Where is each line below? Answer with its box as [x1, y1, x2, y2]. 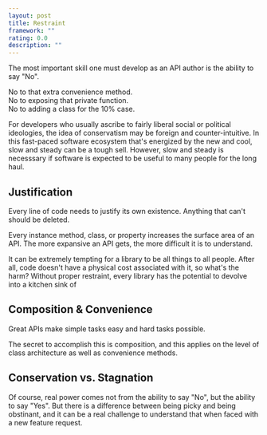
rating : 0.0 [8, 34, 48, 42]
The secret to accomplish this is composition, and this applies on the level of [8, 339, 260, 349]
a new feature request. [8, 417, 83, 427]
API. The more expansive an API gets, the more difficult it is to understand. [8, 239, 253, 248]
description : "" [8, 42, 62, 49]
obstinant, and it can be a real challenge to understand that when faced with [8, 409, 259, 419]
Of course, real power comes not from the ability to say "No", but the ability [8, 392, 256, 401]
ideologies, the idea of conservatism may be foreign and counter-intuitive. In [8, 129, 260, 138]
